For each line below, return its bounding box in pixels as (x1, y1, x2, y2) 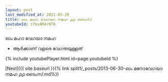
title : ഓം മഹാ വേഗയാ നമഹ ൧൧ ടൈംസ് (5, 17, 92, 22)
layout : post (5, 7, 33, 13)
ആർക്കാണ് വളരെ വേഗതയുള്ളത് (12, 46, 83, 52)
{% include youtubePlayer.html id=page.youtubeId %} (5, 56, 119, 62)
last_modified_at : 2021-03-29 (5, 12, 70, 17)
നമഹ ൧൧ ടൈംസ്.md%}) (5, 71, 59, 77)
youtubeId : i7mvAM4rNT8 (5, 21, 56, 27)
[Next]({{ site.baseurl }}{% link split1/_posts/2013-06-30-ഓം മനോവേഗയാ (5, 65, 163, 71)
